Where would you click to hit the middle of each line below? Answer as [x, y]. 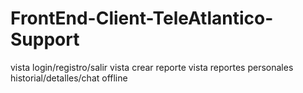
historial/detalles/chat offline [69, 78]
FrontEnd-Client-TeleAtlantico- [142, 18]
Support [45, 39]
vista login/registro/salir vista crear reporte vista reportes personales [152, 67]
